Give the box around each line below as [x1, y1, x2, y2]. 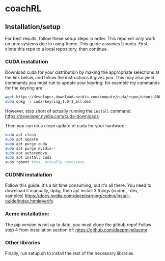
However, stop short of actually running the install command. [5, 108, 132, 114]
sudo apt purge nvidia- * [5, 146, 56, 151]
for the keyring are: [5, 85, 44, 91]
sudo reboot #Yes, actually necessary [5, 160, 84, 165]
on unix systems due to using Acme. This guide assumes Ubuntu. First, [5, 41, 149, 47]
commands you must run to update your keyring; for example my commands [5, 80, 160, 86]
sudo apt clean [5, 132, 36, 138]
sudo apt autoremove [5, 150, 48, 155]
